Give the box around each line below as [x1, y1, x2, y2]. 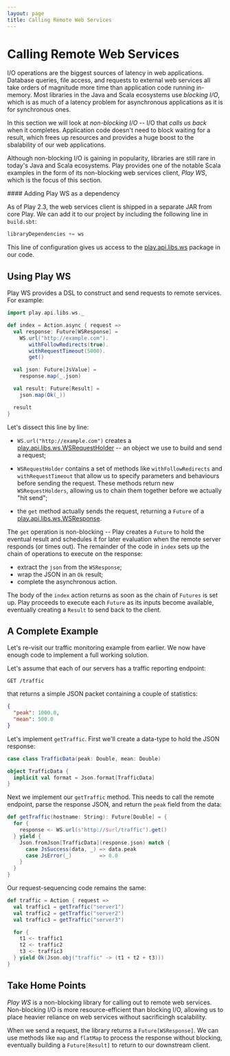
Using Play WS [7, 270, 71, 282]
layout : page [7, 10, 45, 17]
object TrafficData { [7, 767, 69, 775]
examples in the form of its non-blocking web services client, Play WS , [7, 169, 207, 177]
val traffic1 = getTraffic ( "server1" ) [13, 903, 125, 910]
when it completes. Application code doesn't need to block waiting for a [7, 126, 211, 134]
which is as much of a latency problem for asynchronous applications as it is [7, 98, 223, 107]
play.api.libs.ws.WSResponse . [16, 514, 102, 522]
